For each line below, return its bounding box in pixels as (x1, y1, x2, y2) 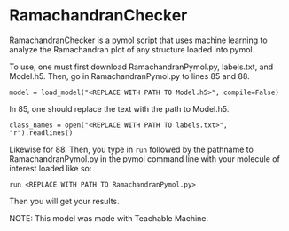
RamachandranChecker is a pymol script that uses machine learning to (9, 35, 268, 45)
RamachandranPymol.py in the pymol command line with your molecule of (9, 153, 281, 164)
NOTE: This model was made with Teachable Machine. (9, 212, 209, 223)
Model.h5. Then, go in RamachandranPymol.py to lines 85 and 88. (9, 70, 250, 81)
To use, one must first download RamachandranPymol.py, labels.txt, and (9, 61, 274, 72)
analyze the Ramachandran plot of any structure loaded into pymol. (9, 44, 255, 54)
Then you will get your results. (9, 195, 120, 206)
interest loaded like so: (9, 163, 92, 173)
